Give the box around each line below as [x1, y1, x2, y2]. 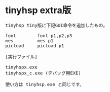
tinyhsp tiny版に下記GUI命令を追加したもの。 [5, 22, 108, 28]
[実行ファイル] [5, 54, 38, 59]
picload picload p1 [5, 43, 64, 48]
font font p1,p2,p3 [5, 33, 72, 38]
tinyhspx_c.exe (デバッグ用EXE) [5, 70, 81, 76]
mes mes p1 [5, 38, 54, 43]
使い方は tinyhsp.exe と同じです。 [5, 81, 85, 87]
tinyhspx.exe [5, 64, 38, 70]
